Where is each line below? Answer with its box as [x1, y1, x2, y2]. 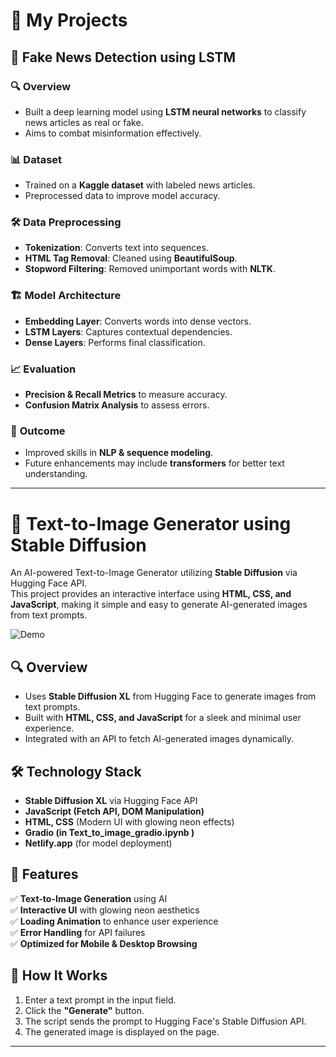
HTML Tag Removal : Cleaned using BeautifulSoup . [24, 252, 238, 264]
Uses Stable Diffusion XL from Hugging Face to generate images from [24, 690, 317, 703]
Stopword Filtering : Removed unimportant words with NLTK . [24, 263, 276, 275]
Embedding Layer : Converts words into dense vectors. [24, 315, 252, 327]
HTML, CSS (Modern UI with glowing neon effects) [24, 815, 235, 828]
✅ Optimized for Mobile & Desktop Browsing [10, 937, 198, 949]
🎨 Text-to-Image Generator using [10, 512, 292, 535]
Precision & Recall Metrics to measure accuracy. [24, 389, 228, 401]
